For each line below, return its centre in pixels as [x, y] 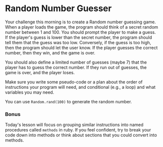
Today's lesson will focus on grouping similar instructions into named [74, 125]
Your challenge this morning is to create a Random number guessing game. [81, 22]
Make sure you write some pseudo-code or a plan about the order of [74, 82]
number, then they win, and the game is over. [50, 53]
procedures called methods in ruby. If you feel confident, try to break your [78, 130]
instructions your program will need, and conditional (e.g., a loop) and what [80, 87]
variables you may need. [30, 92]
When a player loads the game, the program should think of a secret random [81, 27]
